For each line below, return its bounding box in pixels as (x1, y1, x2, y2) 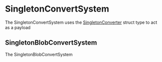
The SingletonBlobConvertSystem (5, 51, 73, 57)
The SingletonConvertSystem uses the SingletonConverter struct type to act (5, 19, 158, 25)
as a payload (5, 24, 31, 30)
